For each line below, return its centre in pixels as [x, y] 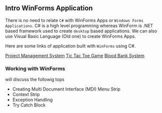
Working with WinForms [35, 68]
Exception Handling [32, 100]
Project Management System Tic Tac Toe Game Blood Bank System [75, 55]
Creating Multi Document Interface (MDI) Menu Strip [66, 89]
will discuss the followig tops [35, 79]
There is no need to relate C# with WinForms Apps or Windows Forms [74, 20]
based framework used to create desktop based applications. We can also [81, 31]
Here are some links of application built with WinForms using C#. [70, 46]
